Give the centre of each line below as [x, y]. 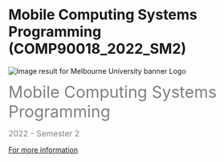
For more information [43, 149]
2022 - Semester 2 [44, 133]
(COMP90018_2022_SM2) [98, 49]
